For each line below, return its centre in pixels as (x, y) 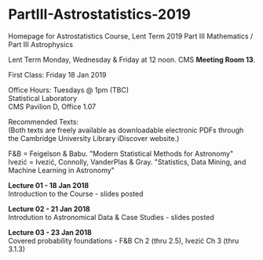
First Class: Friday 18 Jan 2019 (57, 74)
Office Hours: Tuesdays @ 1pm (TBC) (69, 90)
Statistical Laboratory (43, 98)
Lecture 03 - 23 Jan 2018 (50, 232)
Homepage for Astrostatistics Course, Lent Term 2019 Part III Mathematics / (131, 36)
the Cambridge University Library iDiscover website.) (94, 138)
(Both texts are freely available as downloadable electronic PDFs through (126, 130)
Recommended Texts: (44, 121)
